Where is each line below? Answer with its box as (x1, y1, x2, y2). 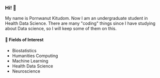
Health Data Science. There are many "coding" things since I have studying (5, 20, 156, 26)
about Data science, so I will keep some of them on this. (5, 26, 117, 31)
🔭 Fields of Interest (5, 36, 44, 43)
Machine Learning (12, 58, 48, 63)
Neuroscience (12, 68, 40, 74)
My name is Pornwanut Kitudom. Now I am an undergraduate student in (5, 16, 148, 21)
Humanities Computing (12, 53, 58, 59)
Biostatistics (12, 47, 37, 53)
